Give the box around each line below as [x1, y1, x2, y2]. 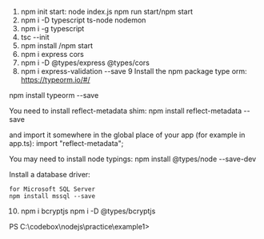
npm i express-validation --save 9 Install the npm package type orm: [20, 67, 247, 75]
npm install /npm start [20, 41, 94, 51]
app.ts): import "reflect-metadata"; [9, 139, 124, 148]
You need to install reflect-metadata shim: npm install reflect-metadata [9, 106, 242, 115]
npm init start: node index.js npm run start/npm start [20, 7, 193, 16]
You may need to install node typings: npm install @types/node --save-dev [9, 154, 257, 164]
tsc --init [20, 32, 50, 42]
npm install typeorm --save [9, 91, 99, 99]
